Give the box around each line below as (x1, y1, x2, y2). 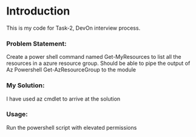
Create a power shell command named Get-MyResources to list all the (6, 53, 181, 61)
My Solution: (6, 81, 45, 90)
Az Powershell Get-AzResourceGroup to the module (6, 66, 137, 73)
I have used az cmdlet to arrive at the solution (6, 95, 121, 102)
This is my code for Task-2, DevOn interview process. (6, 24, 141, 32)
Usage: (6, 110, 29, 119)
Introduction (6, 4, 70, 18)
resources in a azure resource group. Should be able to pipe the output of (6, 59, 191, 67)
